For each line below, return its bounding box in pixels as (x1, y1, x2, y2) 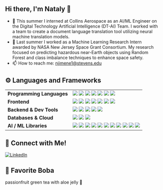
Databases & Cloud (7, 114, 54, 121)
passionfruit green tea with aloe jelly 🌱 (5, 179, 82, 185)
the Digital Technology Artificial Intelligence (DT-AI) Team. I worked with (12, 23, 158, 29)
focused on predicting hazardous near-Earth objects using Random (12, 49, 149, 55)
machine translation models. (12, 33, 70, 39)
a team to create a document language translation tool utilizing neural (12, 28, 153, 34)
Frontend (7, 98, 29, 105)
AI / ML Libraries (7, 122, 47, 129)
